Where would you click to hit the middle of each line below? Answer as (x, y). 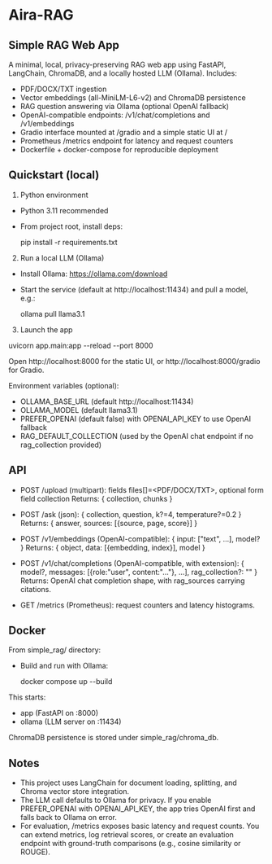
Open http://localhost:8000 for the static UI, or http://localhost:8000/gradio (134, 361)
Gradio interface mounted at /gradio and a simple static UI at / (123, 132)
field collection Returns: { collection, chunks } (96, 498)
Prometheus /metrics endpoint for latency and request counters (127, 141)
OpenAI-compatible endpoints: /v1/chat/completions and (115, 115)
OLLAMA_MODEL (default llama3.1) (79, 410)
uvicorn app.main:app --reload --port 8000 (81, 345)
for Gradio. (26, 370)
